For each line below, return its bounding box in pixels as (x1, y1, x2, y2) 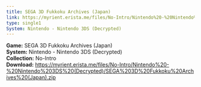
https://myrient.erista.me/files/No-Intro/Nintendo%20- (35, 61, 169, 68)
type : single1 (6, 20, 42, 26)
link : (6, 14, 20, 20)
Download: (6, 61, 34, 68)
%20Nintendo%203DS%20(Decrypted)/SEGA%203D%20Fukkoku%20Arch (6, 67, 194, 75)
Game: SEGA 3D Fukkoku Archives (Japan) (6, 42, 112, 49)
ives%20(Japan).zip (6, 74, 56, 81)
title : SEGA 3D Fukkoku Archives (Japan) (6, 8, 111, 15)
